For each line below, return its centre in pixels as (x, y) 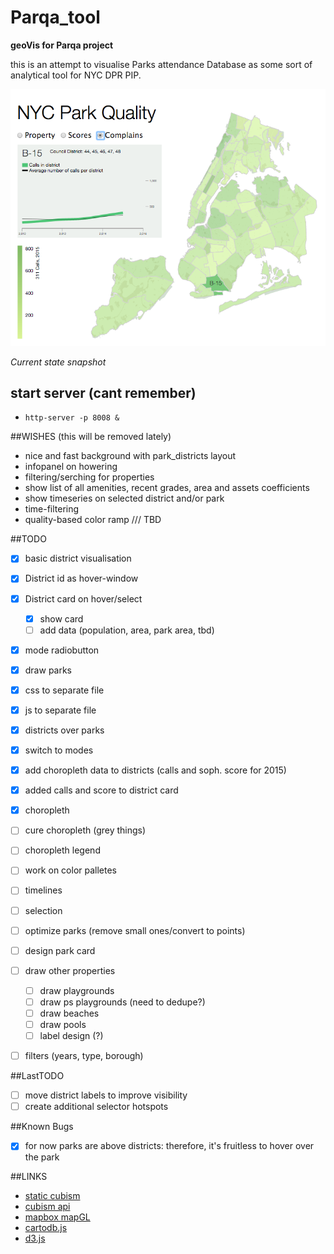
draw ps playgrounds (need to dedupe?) (122, 1002)
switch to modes (59, 750)
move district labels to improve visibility (106, 1095)
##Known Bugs (42, 1127)
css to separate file (64, 690)
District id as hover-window (81, 578)
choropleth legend (62, 850)
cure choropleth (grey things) (85, 830)
